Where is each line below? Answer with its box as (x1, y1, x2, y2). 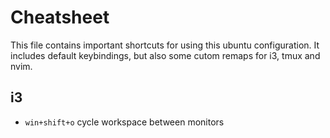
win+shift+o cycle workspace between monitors (24, 116, 225, 128)
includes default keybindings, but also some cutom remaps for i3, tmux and (10, 49, 321, 61)
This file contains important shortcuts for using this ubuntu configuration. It (10, 39, 320, 51)
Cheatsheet (10, 6, 110, 29)
